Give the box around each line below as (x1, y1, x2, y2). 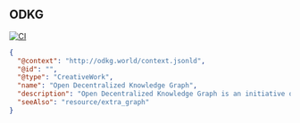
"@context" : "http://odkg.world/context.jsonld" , (17, 56, 205, 65)
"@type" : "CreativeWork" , (17, 73, 114, 82)
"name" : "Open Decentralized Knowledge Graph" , (17, 81, 198, 90)
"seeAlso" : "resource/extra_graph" (17, 98, 150, 107)
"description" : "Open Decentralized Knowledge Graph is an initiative (17, 89, 286, 99)
